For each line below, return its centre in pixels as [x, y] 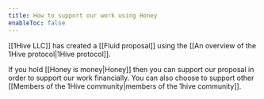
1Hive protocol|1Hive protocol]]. [59, 54]
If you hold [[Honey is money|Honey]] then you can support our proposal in [131, 69]
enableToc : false [37, 23]
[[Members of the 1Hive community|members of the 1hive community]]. [125, 86]
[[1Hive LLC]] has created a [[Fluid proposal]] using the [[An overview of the [132, 45]
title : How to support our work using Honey [83, 15]
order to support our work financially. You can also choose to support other [131, 78]
